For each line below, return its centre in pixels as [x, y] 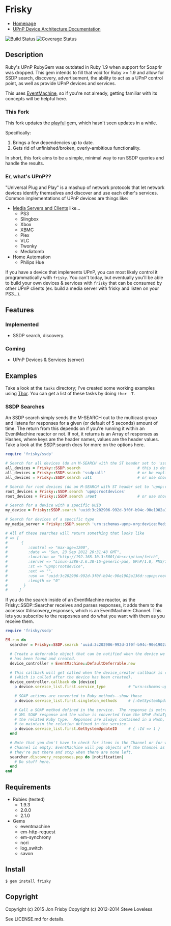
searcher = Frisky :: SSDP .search [44, 645]
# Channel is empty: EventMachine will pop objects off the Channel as [88, 747]
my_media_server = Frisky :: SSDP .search [48, 524]
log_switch [32, 848]
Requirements [28, 787]
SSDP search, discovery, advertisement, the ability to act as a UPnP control [84, 78]
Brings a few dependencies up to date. [53, 143]
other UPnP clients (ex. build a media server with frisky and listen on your [82, 288]
